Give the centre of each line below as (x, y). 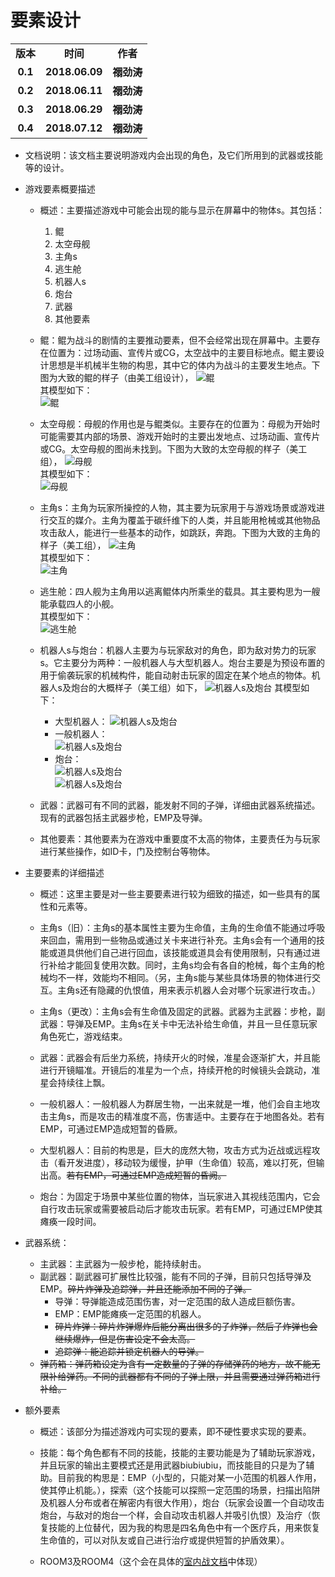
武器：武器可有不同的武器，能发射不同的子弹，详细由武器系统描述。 (180, 805)
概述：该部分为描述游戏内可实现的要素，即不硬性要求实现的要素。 (175, 1431)
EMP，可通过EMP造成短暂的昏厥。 (111, 1128)
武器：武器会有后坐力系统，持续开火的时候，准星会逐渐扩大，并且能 (180, 1057)
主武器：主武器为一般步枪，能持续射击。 (123, 1263)
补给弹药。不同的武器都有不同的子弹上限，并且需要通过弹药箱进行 (184, 1376)
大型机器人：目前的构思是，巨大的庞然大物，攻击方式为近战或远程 (175, 1150)
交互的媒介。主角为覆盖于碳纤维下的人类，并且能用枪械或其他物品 (184, 520)
